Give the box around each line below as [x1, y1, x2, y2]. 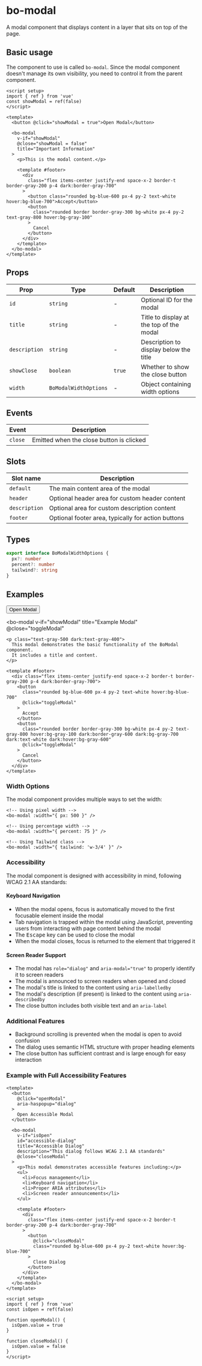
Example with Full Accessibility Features [6, 1071, 127, 1080]
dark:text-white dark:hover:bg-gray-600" [6, 737, 112, 743]
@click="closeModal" [32, 1238, 85, 1244]
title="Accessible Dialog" [17, 1143, 85, 1149]
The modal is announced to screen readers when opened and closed [14, 978, 186, 985]
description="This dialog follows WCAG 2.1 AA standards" [17, 1148, 165, 1154]
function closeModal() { [6, 1338, 69, 1344]
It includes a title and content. [11, 652, 98, 658]
